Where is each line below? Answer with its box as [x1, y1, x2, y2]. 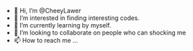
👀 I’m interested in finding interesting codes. [13, 14, 140, 22]
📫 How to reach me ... [13, 37, 78, 44]
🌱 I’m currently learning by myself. [13, 21, 112, 29]
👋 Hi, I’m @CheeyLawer [13, 7, 82, 14]
